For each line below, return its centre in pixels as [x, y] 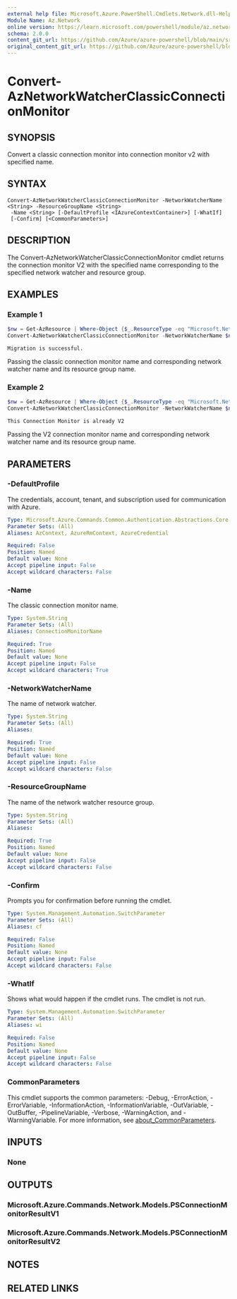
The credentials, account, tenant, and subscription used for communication [117, 499]
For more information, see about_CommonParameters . [138, 1120]
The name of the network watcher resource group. [81, 802]
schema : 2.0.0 [28, 33]
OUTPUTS [30, 1185]
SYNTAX [27, 184]
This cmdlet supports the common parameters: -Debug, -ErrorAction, [108, 1097]
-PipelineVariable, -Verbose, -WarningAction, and [110, 1112]
